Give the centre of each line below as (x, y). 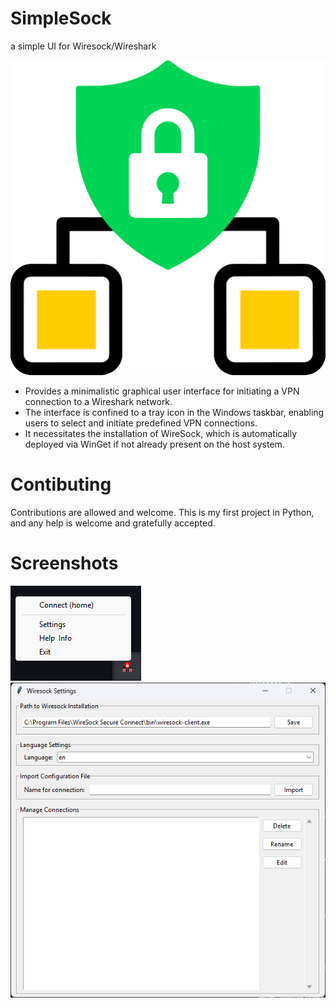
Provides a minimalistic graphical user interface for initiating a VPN (162, 391)
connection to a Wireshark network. (98, 401)
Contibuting (61, 484)
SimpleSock (61, 18)
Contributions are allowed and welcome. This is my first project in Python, (162, 512)
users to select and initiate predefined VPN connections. (141, 423)
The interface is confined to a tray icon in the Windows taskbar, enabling (174, 412)
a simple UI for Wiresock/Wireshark (83, 46)
